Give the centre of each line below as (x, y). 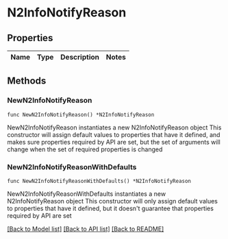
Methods (27, 81)
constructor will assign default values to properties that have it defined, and (114, 134)
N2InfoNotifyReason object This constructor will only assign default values (112, 201)
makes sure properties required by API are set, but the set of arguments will (114, 142)
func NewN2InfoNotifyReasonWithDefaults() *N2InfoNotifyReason (99, 181)
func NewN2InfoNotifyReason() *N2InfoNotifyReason (81, 114)
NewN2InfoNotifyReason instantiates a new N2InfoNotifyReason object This (114, 127)
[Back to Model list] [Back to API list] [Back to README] (86, 229)
